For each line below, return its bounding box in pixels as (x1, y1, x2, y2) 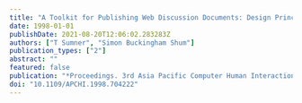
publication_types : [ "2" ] (9, 47, 106, 56)
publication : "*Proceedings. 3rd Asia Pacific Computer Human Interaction (9, 72, 296, 81)
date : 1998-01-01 (9, 21, 75, 30)
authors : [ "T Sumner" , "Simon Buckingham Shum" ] (9, 38, 195, 47)
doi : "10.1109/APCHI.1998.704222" (9, 80, 139, 89)
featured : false (9, 64, 70, 73)
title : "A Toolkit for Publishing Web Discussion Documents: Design (9, 13, 271, 22)
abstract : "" (9, 55, 58, 64)
